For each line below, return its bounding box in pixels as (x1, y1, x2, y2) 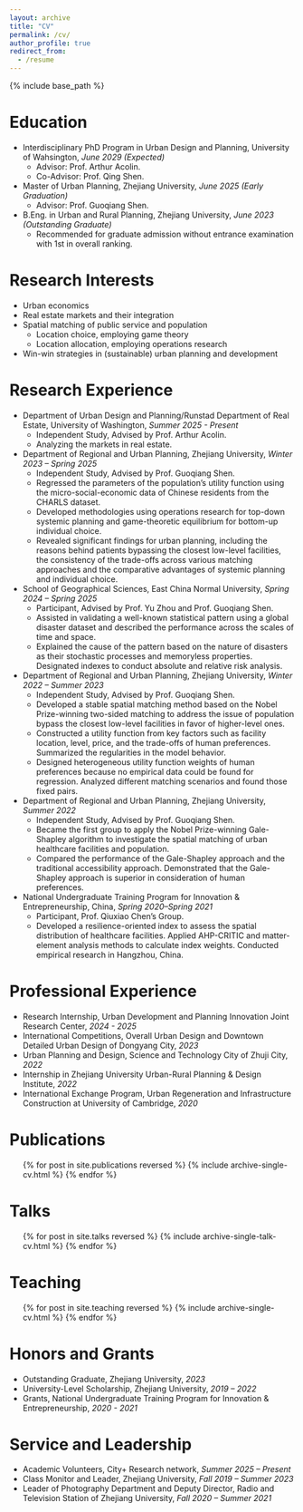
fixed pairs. (35, 785, 79, 796)
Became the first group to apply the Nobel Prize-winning (35, 824, 247, 835)
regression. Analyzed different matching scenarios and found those (35, 776, 288, 787)
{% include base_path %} (9, 81, 105, 91)
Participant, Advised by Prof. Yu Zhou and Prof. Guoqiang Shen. (35, 602, 274, 613)
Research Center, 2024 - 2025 (22, 1021, 137, 1032)
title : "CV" (9, 22, 54, 31)
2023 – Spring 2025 (22, 458, 98, 469)
